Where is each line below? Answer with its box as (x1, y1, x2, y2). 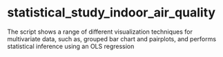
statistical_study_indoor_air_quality (7, 5, 216, 21)
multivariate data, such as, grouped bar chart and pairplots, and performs (7, 34, 216, 43)
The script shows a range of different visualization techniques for (7, 27, 193, 36)
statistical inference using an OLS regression (7, 42, 135, 50)
